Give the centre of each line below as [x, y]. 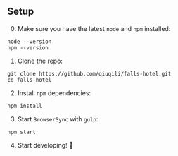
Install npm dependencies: [54, 93]
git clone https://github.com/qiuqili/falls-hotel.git [89, 73]
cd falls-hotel [30, 80]
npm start [22, 132]
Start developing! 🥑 [45, 145]
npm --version [28, 48]
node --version [30, 42]
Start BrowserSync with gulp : [58, 119]
